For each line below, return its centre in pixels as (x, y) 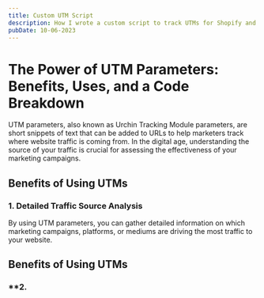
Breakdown (46, 103)
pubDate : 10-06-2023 (42, 30)
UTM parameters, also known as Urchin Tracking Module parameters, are (128, 125)
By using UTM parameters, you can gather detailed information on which (127, 223)
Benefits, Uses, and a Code (99, 86)
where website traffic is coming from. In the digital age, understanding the (129, 141)
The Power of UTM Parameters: (113, 69)
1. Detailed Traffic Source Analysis (75, 206)
